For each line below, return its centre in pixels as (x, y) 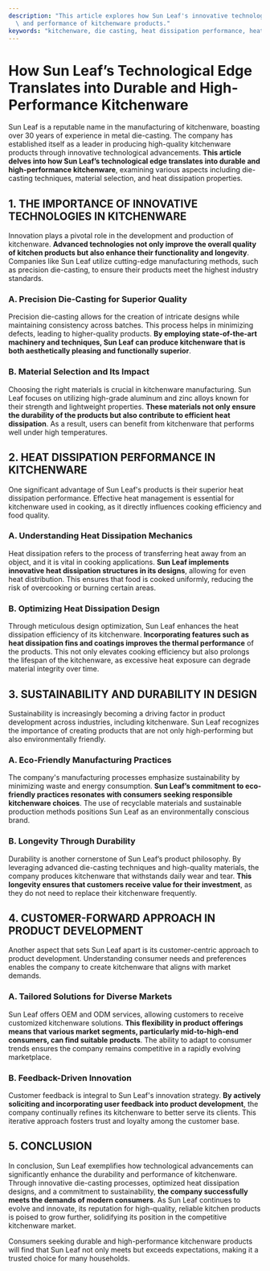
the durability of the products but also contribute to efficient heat (119, 415)
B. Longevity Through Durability (72, 841)
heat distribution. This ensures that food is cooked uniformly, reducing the (131, 579)
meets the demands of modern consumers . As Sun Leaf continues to (125, 1199)
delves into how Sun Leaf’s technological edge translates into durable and (135, 161)
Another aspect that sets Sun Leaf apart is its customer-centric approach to (133, 950)
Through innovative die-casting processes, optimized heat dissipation (124, 1182)
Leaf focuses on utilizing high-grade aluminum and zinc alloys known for (129, 398)
